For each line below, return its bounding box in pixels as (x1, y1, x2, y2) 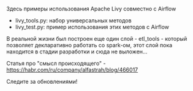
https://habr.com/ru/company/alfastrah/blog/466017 (6, 66, 138, 73)
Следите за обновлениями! (6, 78, 78, 85)
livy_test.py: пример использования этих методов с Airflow (15, 24, 170, 30)
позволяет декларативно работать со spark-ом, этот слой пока (6, 42, 173, 49)
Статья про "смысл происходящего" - (6, 60, 106, 67)
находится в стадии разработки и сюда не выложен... (6, 48, 148, 55)
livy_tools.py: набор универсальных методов (15, 17, 132, 24)
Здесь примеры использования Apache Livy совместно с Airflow (6, 5, 176, 12)
